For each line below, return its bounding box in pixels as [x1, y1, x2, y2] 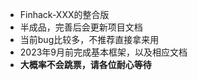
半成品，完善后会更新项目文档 [19, 21, 143, 33]
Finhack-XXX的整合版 [19, 9, 110, 20]
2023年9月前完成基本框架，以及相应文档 [19, 46, 188, 58]
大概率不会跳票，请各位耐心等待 [19, 59, 152, 70]
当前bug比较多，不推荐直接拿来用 [19, 34, 160, 45]
